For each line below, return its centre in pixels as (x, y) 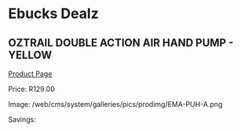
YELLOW (30, 55)
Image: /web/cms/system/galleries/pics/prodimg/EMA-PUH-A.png (115, 104)
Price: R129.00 (31, 89)
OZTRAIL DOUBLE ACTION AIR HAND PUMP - (121, 43)
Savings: (22, 119)
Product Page (30, 74)
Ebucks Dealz (54, 14)
